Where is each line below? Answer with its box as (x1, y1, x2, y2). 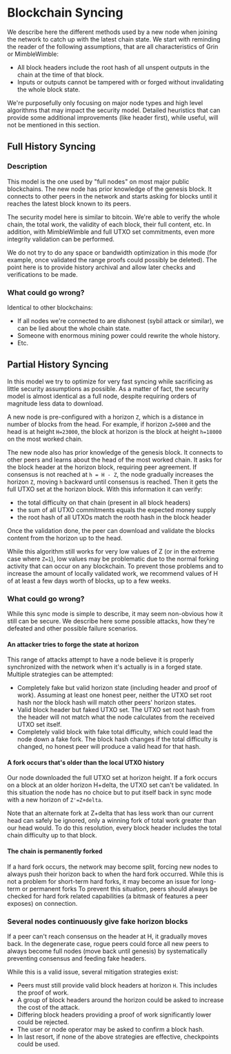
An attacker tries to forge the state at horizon (7, 640, 139, 648)
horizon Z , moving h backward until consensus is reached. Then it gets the (7, 478, 219, 486)
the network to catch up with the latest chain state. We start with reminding (7, 35, 221, 43)
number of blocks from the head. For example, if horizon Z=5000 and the (7, 420, 212, 428)
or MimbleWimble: (7, 50, 59, 58)
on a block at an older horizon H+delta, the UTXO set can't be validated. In (7, 781, 219, 790)
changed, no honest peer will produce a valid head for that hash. (17, 743, 201, 751)
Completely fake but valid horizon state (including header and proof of (17, 684, 217, 692)
